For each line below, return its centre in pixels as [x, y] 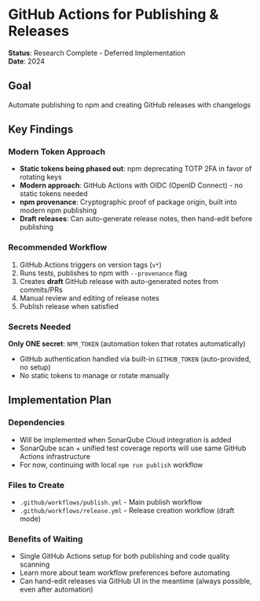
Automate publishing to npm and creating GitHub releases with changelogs [130, 104]
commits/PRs [41, 290]
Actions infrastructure [55, 456]
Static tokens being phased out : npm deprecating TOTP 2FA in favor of [135, 169]
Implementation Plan [60, 401]
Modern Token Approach [57, 152]
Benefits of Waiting [46, 539]
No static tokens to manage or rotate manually [94, 376]
